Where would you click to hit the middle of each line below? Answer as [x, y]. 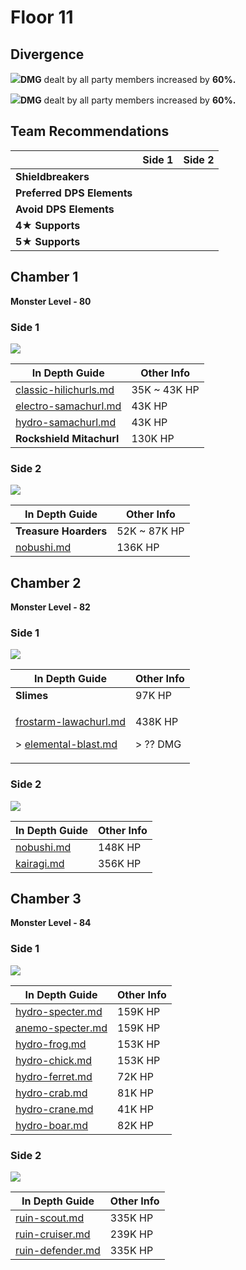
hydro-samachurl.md [66, 422]
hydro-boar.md [52, 1125]
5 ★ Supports [48, 241]
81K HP [135, 1093]
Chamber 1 [44, 277]
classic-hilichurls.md [65, 389]
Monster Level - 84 [51, 923]
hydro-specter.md [59, 1011]
